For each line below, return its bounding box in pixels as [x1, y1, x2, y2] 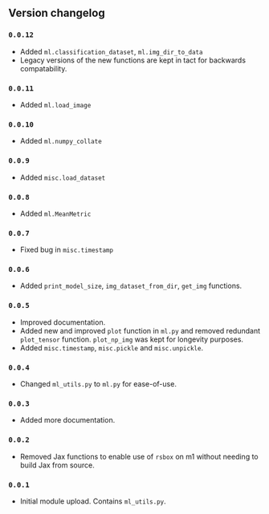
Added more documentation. [19, 415, 116, 425]
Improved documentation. [19, 317, 106, 327]
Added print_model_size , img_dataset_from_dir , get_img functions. [19, 281, 243, 291]
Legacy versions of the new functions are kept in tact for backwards [19, 55, 247, 65]
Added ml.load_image [19, 99, 92, 109]
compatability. [19, 63, 67, 73]
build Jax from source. [19, 460, 95, 470]
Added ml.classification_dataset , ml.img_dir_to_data [19, 47, 203, 56]
